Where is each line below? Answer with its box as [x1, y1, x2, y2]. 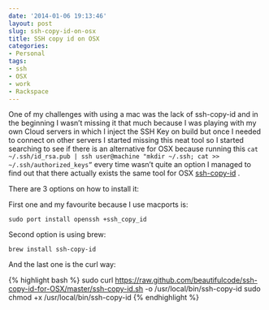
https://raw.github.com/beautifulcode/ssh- [115, 275, 258, 285]
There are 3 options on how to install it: [8, 184, 140, 194]
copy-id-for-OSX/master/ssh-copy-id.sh [8, 284, 144, 294]
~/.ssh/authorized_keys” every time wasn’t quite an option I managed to [8, 160, 252, 170]
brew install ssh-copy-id [8, 245, 96, 254]
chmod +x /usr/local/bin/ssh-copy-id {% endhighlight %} [8, 293, 199, 303]
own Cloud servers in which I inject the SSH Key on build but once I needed [8, 127, 262, 136]
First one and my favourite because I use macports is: [8, 200, 189, 209]
